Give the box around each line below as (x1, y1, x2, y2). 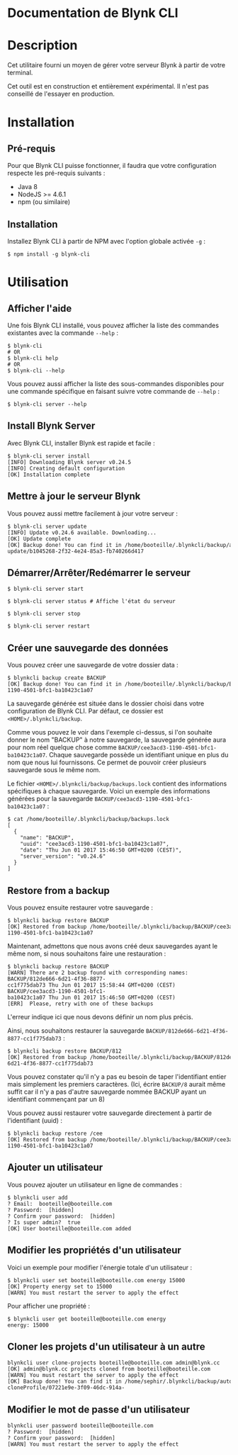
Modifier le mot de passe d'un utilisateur (7, 1403, 190, 1415)
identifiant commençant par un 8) (7, 1095, 105, 1103)
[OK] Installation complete (7, 471, 91, 478)
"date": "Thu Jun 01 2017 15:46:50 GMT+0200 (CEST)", (20, 847, 182, 854)
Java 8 (17, 183, 38, 191)
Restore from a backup (7, 884, 110, 897)
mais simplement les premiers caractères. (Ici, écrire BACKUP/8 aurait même (7, 1080, 226, 1088)
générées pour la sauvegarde (7, 795, 93, 803)
